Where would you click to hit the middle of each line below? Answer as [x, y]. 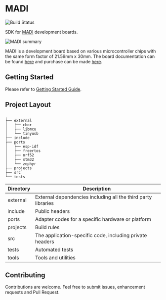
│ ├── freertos [23, 151]
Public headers [52, 211]
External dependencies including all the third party [93, 197]
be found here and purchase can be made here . [54, 61]
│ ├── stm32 [20, 159]
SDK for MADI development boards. [41, 32]
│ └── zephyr [21, 164]
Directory [19, 189]
